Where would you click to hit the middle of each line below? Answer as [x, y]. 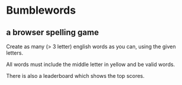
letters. [15, 53]
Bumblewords [41, 10]
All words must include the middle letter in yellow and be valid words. [91, 64]
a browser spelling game [52, 32]
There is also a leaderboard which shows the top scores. [76, 76]
